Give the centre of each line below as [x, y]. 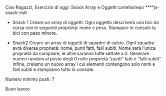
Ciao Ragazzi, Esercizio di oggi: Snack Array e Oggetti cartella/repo [74, 7]
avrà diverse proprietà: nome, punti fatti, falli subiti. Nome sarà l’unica [84, 48]
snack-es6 [16, 13]
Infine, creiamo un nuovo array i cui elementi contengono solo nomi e [84, 64]
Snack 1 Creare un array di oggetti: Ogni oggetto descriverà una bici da [85, 22]
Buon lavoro [17, 89]
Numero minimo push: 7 [30, 79]
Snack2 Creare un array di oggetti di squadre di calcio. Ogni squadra [83, 43]
